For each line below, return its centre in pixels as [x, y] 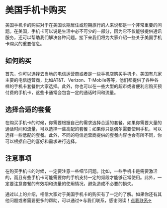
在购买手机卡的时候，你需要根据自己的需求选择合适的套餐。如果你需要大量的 [83, 122]
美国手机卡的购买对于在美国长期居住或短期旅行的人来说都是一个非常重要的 [81, 25]
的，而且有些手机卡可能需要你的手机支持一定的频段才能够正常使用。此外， [81, 178]
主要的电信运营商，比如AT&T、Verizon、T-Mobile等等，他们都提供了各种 [80, 80]
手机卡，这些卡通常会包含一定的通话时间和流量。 [68, 92]
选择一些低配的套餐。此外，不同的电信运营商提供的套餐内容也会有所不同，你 [83, 135]
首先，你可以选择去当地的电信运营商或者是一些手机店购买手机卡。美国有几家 [83, 74]
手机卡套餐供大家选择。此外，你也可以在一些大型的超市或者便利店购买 [85, 86]
